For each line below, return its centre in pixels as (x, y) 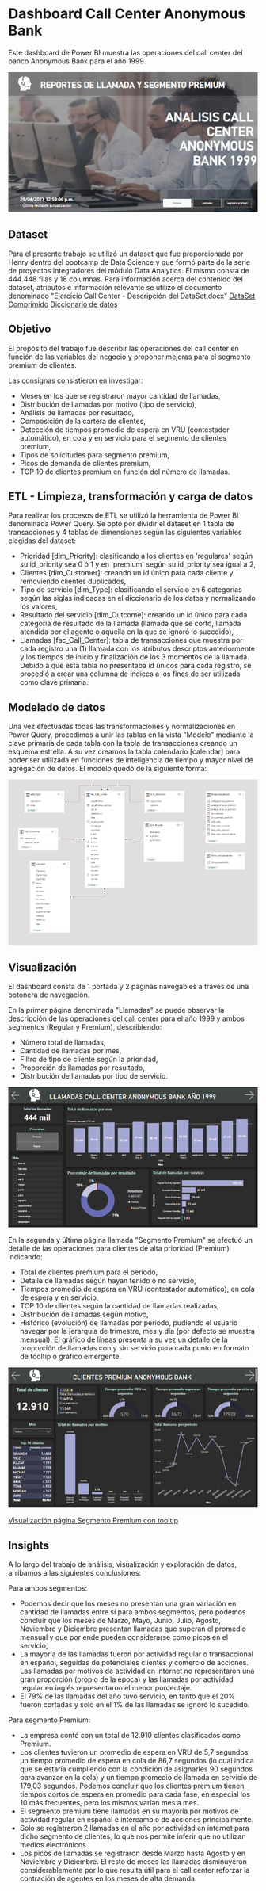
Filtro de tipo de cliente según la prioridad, (89, 1060)
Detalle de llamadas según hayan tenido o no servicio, (108, 1280)
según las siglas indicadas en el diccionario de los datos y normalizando (137, 598)
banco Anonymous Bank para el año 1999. (77, 61)
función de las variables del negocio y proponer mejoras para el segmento (129, 357)
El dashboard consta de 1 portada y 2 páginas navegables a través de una (129, 987)
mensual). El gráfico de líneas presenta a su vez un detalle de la (123, 1339)
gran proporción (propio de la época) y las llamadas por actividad (126, 1679)
